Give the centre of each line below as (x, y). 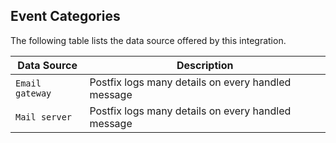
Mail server (44, 117)
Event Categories (65, 16)
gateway (33, 93)
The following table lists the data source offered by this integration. (148, 40)
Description (205, 65)
